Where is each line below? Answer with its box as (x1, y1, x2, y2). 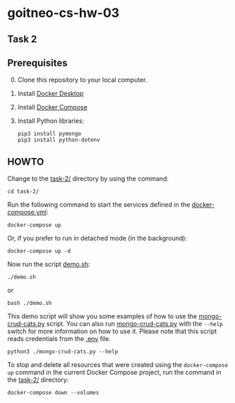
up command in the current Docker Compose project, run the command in (7, 368, 222, 377)
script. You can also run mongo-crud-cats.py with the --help (46, 320, 224, 328)
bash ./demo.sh (7, 300, 52, 307)
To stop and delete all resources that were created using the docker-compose (7, 361, 228, 369)
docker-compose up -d (7, 248, 71, 255)
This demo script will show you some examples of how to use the (7, 312, 198, 320)
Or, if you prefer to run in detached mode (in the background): (7, 234, 188, 243)
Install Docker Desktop (17, 90, 84, 98)
